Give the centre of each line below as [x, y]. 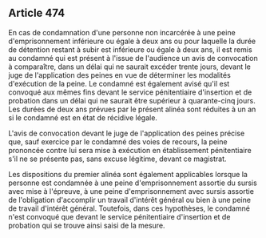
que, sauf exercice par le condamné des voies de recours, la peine [118, 141]
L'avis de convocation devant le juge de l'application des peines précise [127, 133]
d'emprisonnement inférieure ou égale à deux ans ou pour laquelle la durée [132, 41]
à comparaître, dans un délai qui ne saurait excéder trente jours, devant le [130, 67]
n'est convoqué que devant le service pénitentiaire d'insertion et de [119, 216]
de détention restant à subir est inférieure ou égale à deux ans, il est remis [131, 49]
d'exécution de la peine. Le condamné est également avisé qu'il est [119, 83]
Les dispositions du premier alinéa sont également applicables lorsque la [128, 174]
